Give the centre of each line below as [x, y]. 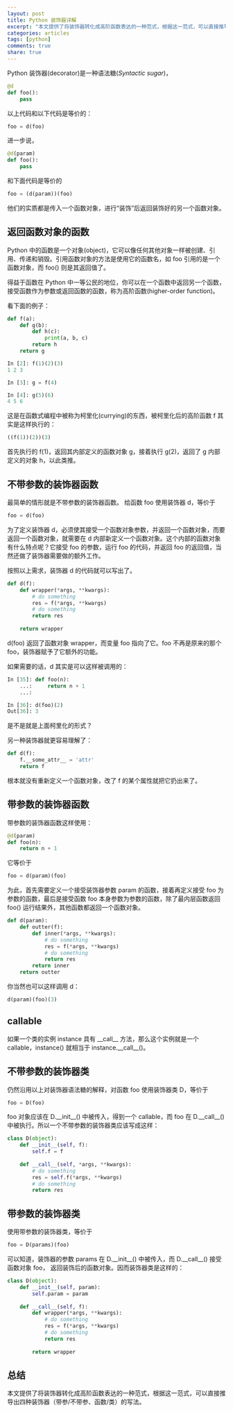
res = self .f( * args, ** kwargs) [77, 1177]
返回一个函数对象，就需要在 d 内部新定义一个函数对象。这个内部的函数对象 [114, 538]
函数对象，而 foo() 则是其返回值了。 [58, 267]
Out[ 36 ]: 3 [23, 712]
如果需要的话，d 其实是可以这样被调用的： [68, 666]
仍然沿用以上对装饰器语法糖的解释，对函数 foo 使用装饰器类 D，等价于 [108, 1089]
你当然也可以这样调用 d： [43, 986]
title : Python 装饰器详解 [42, 20]
